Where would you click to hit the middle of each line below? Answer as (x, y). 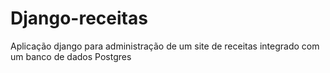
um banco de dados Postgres (71, 56)
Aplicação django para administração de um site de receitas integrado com (165, 46)
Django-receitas (79, 18)
